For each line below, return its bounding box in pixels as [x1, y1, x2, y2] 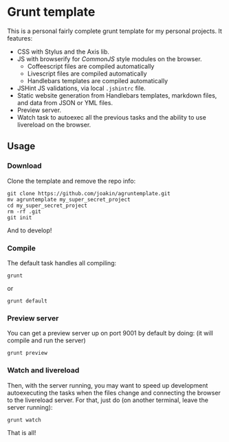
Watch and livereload [7, 366, 80, 375]
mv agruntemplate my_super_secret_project [7, 196, 131, 203]
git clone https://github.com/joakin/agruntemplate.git [7, 190, 171, 197]
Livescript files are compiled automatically [27, 69, 147, 78]
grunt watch [7, 417, 41, 423]
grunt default [7, 297, 48, 305]
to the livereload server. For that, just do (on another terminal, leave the [7, 396, 208, 404]
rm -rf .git [7, 208, 41, 215]
